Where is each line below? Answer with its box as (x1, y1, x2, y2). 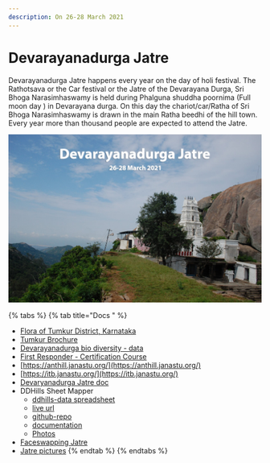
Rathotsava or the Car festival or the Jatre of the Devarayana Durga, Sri (8, 84, 244, 93)
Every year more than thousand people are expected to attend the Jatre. (8, 118, 247, 128)
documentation (31, 420, 83, 430)
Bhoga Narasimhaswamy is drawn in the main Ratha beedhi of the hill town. (8, 110, 258, 119)
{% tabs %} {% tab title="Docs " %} (8, 311, 128, 320)
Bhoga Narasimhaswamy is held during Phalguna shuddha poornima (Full (8, 93, 252, 102)
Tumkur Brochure (19, 335, 78, 345)
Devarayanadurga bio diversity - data (19, 343, 144, 353)
